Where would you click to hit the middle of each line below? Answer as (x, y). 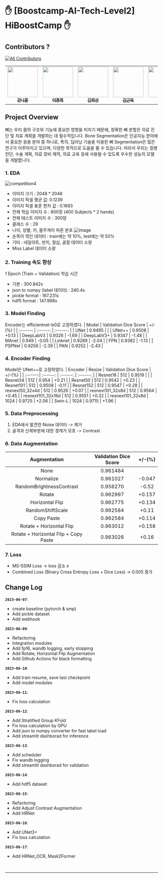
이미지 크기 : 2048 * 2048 (37, 194)
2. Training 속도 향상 (28, 262)
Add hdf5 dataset (29, 784)
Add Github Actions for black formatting (52, 658)
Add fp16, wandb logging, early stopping (53, 648)
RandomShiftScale (47, 510)
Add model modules (32, 682)
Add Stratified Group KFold (39, 720)
